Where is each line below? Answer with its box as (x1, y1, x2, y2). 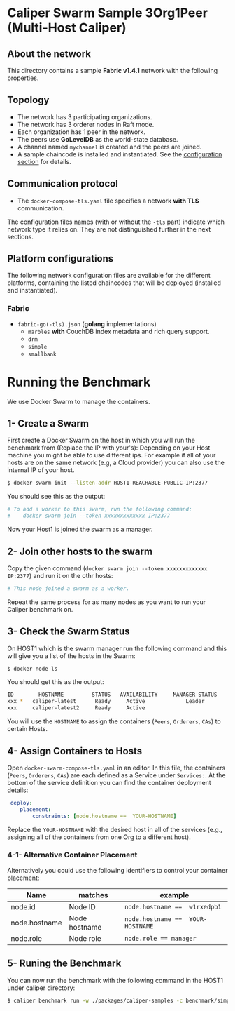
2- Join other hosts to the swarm (7, 545, 152, 557)
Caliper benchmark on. (7, 605, 73, 613)
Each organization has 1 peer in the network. (17, 128, 145, 136)
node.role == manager (124, 935, 197, 942)
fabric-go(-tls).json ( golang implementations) (17, 319, 157, 328)
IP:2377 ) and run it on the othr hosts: (7, 571, 113, 580)
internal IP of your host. (7, 466, 75, 474)
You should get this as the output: (7, 678, 104, 686)
